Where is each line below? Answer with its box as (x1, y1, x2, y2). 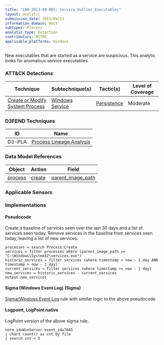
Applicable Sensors (5, 189, 53, 196)
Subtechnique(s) (51, 86, 92, 92)
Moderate (127, 100, 150, 107)
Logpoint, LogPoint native (5, 307, 59, 313)
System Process (7, 103, 45, 110)
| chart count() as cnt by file (5, 332, 71, 337)
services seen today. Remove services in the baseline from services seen (5, 230, 153, 236)
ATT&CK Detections (5, 69, 54, 76)
